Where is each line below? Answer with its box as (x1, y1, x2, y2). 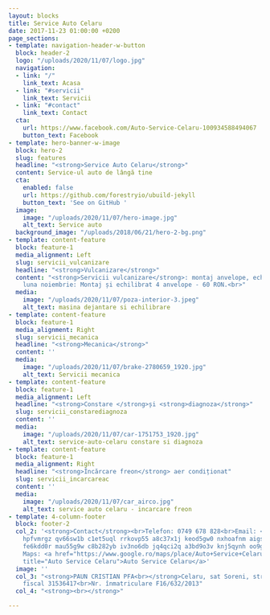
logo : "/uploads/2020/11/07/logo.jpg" (15, 57, 146, 65)
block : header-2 (15, 49, 70, 57)
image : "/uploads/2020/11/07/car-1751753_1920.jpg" (22, 430, 199, 438)
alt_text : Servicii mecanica (22, 371, 121, 379)
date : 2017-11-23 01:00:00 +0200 (8, 27, 121, 35)
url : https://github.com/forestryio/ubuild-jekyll (22, 191, 196, 199)
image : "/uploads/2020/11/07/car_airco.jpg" (22, 498, 174, 506)
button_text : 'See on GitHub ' (22, 199, 128, 207)
